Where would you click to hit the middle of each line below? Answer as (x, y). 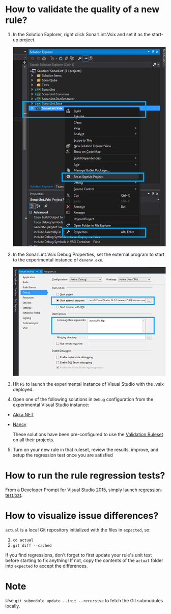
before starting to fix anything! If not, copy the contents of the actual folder (84, 560)
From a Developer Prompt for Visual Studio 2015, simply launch (71, 490)
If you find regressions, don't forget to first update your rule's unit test (79, 555)
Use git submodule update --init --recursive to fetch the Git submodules (84, 600)
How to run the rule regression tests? (85, 476)
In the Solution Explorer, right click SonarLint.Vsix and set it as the (82, 34)
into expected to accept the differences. (47, 566)
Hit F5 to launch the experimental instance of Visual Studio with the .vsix (88, 384)
